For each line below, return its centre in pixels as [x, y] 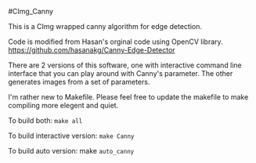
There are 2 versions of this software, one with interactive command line [125, 65]
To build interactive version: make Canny [71, 136]
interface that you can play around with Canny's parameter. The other [121, 73]
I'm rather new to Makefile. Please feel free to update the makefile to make [128, 97]
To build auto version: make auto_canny [71, 151]
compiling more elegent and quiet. [63, 105]
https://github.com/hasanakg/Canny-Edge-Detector [92, 50]
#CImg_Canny [31, 11]
